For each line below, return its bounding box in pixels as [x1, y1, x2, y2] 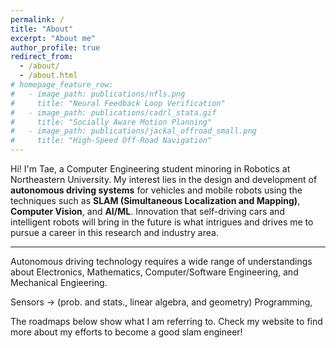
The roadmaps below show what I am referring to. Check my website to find [10, 316, 323, 327]
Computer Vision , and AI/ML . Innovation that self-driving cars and [10, 206, 285, 217]
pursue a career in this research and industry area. [10, 227, 219, 238]
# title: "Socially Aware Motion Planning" [10, 117, 213, 127]
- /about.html [19, 71, 78, 81]
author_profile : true [10, 42, 101, 53]
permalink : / [10, 14, 65, 25]
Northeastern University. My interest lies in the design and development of [10, 174, 318, 185]
